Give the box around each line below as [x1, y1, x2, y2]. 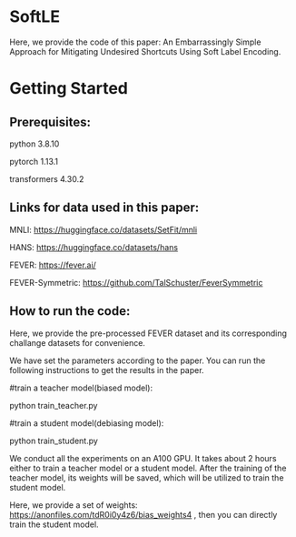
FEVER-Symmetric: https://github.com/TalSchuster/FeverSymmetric [9, 277, 263, 288]
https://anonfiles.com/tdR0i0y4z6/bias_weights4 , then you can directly [9, 509, 278, 520]
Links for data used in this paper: [9, 200, 200, 216]
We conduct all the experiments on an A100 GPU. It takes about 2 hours [9, 452, 277, 463]
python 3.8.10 [9, 138, 60, 149]
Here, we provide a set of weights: [9, 499, 138, 511]
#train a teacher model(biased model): [9, 382, 153, 393]
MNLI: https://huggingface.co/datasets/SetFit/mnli [9, 224, 198, 235]
